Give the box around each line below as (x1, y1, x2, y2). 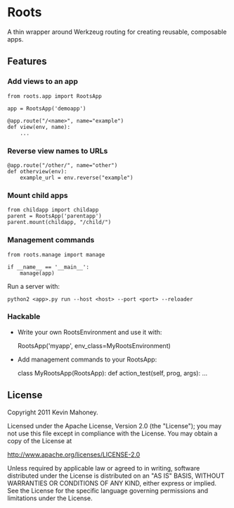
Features (7, 56, 47, 68)
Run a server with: (7, 282, 60, 290)
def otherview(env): (7, 168, 68, 175)
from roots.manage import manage (7, 251, 105, 258)
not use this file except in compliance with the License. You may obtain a (7, 429, 218, 438)
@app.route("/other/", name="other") (7, 161, 118, 169)
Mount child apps (7, 190, 68, 200)
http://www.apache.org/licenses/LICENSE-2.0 (7, 450, 141, 459)
